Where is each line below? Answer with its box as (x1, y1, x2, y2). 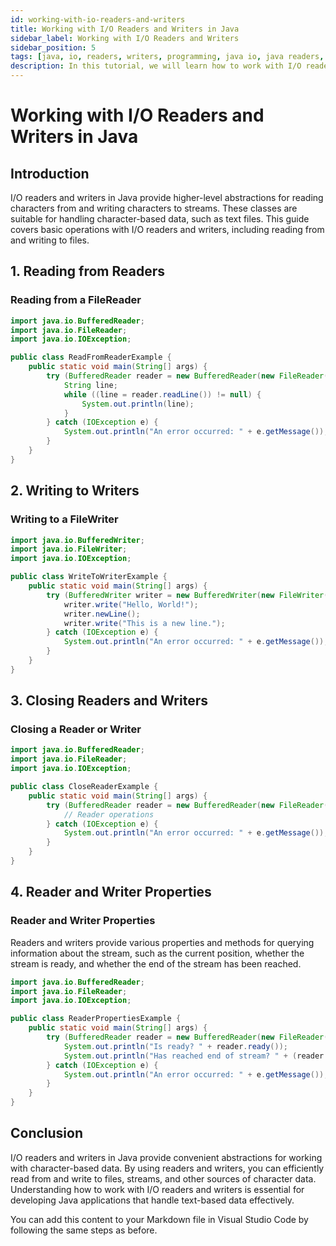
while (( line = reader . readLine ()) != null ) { (63, 389, 262, 400)
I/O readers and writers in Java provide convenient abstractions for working (10, 1151, 323, 1163)
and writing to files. (10, 234, 90, 246)
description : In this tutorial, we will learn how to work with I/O (10, 61, 302, 71)
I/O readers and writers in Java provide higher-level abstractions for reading (10, 192, 324, 203)
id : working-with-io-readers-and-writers (10, 14, 186, 25)
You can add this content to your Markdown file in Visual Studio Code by (10, 1213, 309, 1225)
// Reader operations (63, 809, 155, 820)
